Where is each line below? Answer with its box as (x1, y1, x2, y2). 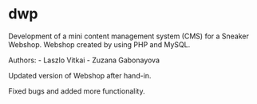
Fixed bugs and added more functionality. (8, 86, 145, 96)
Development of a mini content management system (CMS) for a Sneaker (8, 31, 250, 41)
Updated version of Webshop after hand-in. (8, 70, 152, 80)
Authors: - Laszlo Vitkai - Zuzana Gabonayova (8, 55, 160, 65)
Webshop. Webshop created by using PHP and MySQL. (8, 39, 191, 49)
